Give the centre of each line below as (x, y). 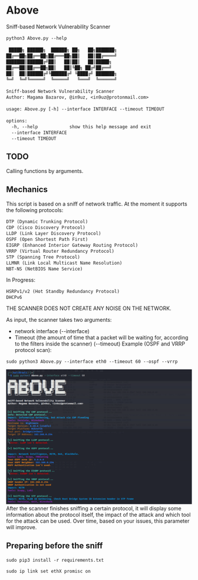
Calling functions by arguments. (45, 171)
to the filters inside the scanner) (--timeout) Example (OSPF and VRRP (100, 344)
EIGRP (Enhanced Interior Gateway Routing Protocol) (72, 245)
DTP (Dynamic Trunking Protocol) (47, 221)
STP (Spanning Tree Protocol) (43, 257)
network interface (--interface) (52, 331)
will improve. (22, 527)
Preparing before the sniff (55, 546)
